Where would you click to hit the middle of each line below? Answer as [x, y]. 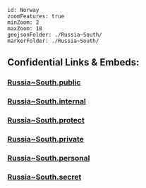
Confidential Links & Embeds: [73, 62]
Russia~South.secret [44, 177]
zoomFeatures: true [36, 16]
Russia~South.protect [46, 120]
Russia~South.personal [49, 158]
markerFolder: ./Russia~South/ [53, 41]
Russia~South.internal [47, 101]
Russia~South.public [44, 82]
